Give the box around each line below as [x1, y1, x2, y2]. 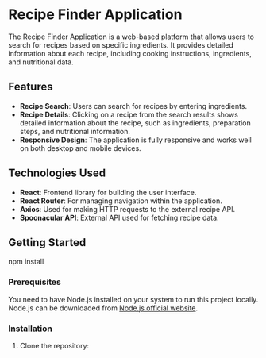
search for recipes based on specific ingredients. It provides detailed [8, 40, 234, 49]
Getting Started [8, 236, 87, 249]
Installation [8, 323, 53, 334]
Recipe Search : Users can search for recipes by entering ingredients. [19, 101, 248, 110]
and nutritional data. [8, 57, 74, 67]
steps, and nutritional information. [19, 126, 131, 136]
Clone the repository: [19, 341, 90, 350]
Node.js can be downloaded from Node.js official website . [8, 303, 199, 313]
